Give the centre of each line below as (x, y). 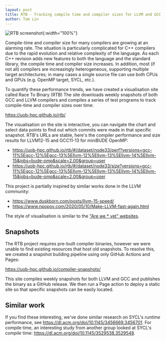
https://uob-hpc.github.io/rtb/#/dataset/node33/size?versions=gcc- (82, 166)
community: (17, 192)
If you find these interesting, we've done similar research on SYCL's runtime (83, 317)
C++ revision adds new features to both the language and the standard (78, 59)
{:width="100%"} (60, 33)
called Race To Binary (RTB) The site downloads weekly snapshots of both (82, 95)
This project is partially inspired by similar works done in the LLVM (73, 186)
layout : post (19, 10)
